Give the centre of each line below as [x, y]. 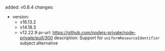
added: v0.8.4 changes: [29, 7]
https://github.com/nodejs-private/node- [94, 32]
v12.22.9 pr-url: [36, 32]
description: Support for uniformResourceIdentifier [107, 38]
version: [21, 17]
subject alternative [39, 43]
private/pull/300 [36, 38]
